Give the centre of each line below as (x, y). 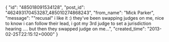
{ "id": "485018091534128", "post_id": (45, 7)
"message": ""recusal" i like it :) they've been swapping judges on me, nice (85, 18)
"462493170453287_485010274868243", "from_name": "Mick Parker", (80, 13)
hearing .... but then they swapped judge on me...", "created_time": (76, 29)
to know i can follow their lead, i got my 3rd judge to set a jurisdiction (78, 23)
